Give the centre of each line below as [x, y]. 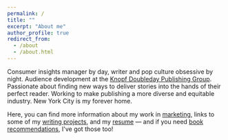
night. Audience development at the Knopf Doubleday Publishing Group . [110, 79]
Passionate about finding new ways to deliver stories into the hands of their [114, 86]
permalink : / [26, 13]
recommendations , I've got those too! [60, 129]
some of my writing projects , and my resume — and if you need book [105, 121]
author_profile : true [38, 33]
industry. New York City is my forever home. [70, 101]
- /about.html [33, 52]
